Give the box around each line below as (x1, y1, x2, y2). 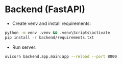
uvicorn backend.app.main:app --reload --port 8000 (5, 54, 117, 59)
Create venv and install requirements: (12, 20, 91, 26)
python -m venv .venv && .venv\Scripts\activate (5, 30, 110, 35)
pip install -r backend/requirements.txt (5, 35, 94, 40)
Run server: (12, 44, 37, 50)
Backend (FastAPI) (5, 4, 85, 15)
